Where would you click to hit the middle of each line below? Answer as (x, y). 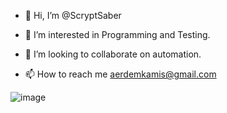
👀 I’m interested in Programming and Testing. (117, 34)
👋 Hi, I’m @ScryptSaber (73, 15)
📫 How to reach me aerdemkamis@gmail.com (120, 74)
